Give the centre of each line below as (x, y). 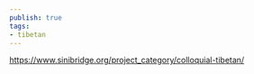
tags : (19, 26)
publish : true (36, 18)
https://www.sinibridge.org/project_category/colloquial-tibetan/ (127, 60)
